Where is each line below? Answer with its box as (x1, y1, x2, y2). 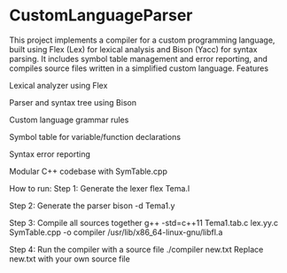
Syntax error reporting (9, 148, 90, 160)
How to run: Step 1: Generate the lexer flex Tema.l (9, 183, 190, 193)
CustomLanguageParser (9, 5, 193, 26)
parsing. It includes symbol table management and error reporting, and (9, 53, 268, 64)
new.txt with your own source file (9, 253, 130, 264)
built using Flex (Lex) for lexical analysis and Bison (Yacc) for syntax (9, 43, 259, 54)
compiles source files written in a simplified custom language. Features (9, 63, 268, 74)
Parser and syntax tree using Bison (9, 97, 137, 107)
